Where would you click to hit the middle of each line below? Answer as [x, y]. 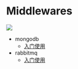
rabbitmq [26, 53]
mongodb [27, 39]
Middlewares [39, 11]
